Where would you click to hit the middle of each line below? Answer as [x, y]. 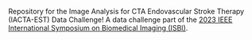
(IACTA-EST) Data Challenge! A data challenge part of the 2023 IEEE [120, 20]
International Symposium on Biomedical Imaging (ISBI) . [98, 28]
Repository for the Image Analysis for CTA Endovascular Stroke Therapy [126, 11]
